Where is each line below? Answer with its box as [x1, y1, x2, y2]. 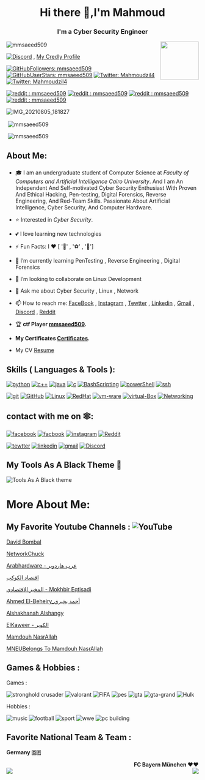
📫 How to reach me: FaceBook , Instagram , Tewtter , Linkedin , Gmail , [15, 299, 195, 307]
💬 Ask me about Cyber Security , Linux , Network [15, 287, 139, 294]
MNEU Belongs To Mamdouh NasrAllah [6, 645, 103, 652]
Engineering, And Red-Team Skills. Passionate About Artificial [15, 197, 170, 204]
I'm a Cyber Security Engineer [57, 28, 148, 36]
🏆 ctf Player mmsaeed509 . [15, 321, 87, 328]
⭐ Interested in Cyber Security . [15, 216, 93, 223]
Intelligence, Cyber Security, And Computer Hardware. [15, 204, 153, 211]
